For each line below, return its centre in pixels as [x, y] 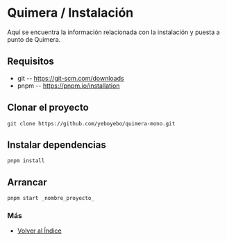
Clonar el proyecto [48, 108]
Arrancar [27, 182]
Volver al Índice [39, 231]
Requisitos [31, 62]
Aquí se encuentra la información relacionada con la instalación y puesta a [113, 32]
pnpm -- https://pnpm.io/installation [68, 86]
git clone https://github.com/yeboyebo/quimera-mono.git [91, 123]
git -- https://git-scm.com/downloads [70, 78]
